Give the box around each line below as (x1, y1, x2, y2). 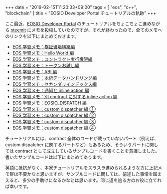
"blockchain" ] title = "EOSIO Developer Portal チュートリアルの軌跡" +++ (5, 10, 156, 16)
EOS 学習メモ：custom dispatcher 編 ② (12, 112, 96, 118)
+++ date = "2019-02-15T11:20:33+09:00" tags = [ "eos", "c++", (5, 4, 138, 10)
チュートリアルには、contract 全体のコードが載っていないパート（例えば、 (5, 136, 159, 141)
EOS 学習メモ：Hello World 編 (12, 50, 74, 56)
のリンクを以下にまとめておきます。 (5, 33, 79, 39)
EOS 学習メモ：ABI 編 (12, 69, 57, 74)
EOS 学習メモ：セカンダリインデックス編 (12, 81, 97, 87)
